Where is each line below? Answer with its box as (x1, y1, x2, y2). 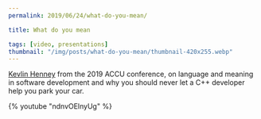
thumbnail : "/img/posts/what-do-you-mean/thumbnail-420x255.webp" (8, 48, 233, 56)
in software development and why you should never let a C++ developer (8, 78, 245, 87)
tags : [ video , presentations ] (8, 40, 109, 48)
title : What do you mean (8, 25, 91, 34)
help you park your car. (8, 86, 85, 96)
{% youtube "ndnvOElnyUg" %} (8, 102, 113, 111)
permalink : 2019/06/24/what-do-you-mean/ (8, 11, 148, 20)
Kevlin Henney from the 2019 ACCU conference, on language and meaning (8, 69, 254, 79)
